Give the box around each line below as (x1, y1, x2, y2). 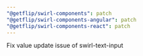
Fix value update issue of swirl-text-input (6, 42, 124, 50)
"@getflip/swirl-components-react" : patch (6, 23, 131, 29)
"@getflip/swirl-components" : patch (6, 10, 112, 17)
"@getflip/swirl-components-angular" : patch (6, 16, 137, 23)
